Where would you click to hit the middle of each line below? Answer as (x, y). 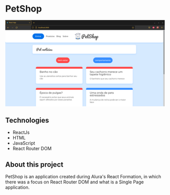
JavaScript (24, 143)
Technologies (27, 120)
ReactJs (21, 132)
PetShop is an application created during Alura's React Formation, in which (83, 177)
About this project (34, 164)
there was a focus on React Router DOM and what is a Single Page (75, 182)
